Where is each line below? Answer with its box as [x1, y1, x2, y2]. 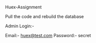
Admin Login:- [5, 23, 35, 29]
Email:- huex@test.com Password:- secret [5, 33, 92, 38]
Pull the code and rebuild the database [5, 14, 84, 19]
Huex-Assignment [5, 4, 42, 10]
